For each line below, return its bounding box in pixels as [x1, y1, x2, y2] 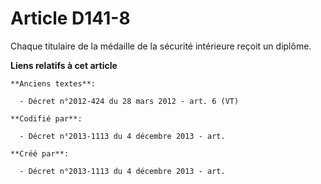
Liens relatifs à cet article [10, 59, 118, 71]
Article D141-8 [10, 7, 131, 30]
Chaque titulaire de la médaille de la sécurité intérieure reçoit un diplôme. [10, 40, 312, 52]
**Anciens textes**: [10, 78, 97, 89]
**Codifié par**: [10, 113, 83, 124]
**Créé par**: [10, 148, 70, 159]
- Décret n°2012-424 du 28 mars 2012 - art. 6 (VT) [19, 96, 240, 106]
